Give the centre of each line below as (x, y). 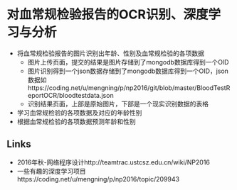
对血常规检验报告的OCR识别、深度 (107, 15)
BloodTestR (213, 88)
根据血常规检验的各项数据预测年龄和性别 (76, 121)
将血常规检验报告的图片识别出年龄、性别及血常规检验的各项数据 (110, 53)
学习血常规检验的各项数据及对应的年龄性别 (79, 112)
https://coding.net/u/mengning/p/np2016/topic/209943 (98, 179)
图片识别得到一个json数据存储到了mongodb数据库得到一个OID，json (128, 71)
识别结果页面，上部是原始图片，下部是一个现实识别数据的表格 (118, 104)
